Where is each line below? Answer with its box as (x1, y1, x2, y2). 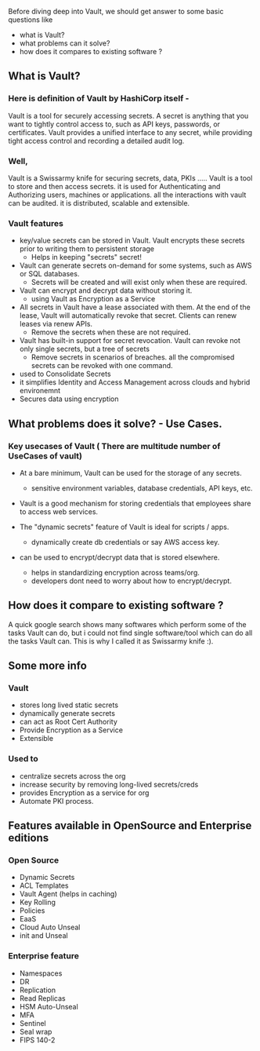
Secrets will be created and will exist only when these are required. (31, 278, 248, 287)
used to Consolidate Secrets (19, 369, 111, 379)
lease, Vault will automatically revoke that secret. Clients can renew (19, 311, 237, 320)
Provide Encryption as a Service (19, 725, 124, 735)
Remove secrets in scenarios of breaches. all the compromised (31, 352, 235, 362)
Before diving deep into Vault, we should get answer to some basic (8, 7, 224, 16)
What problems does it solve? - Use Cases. (8, 417, 223, 430)
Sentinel (19, 1018, 47, 1027)
